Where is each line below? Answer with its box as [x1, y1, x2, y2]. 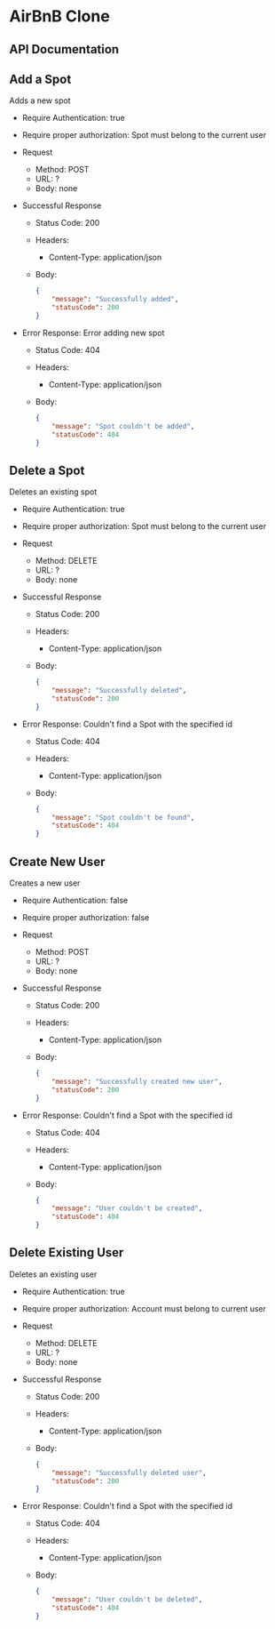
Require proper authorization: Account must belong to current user [21, 1303, 266, 1313]
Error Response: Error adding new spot [21, 327, 165, 338]
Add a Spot [9, 71, 72, 86]
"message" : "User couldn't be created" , [51, 1204, 203, 1213]
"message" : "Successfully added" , [51, 295, 179, 304]
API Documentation [9, 42, 120, 57]
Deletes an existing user [9, 1269, 98, 1280]
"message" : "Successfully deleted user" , [51, 1468, 207, 1477]
